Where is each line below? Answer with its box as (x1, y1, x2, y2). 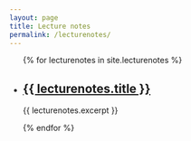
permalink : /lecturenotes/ (9, 30, 111, 39)
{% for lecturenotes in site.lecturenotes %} (22, 55, 183, 66)
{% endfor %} (22, 123, 75, 134)
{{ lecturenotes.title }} (22, 80, 151, 96)
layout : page (9, 13, 59, 23)
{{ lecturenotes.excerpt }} (22, 105, 119, 116)
